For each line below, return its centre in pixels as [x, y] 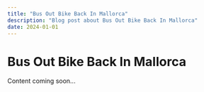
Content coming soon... [41, 81]
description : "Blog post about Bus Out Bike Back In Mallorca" [103, 20]
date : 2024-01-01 [33, 27]
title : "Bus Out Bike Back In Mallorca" [68, 14]
